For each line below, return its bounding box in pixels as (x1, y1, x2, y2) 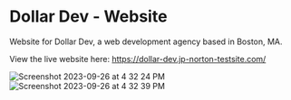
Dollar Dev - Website (9, 6, 168, 27)
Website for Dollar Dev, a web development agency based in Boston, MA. (9, 36, 283, 47)
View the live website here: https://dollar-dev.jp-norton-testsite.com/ (9, 53, 267, 64)
